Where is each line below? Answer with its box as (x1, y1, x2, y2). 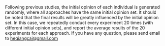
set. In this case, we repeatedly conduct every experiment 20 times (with (5, 20, 153, 25)
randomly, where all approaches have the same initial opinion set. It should (5, 9, 157, 15)
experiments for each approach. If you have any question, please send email (5, 30, 161, 36)
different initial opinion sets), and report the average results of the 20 (5, 25, 145, 31)
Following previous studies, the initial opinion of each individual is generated (5, 4, 160, 10)
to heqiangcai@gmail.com (5, 35, 58, 41)
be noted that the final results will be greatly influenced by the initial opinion (5, 15, 159, 20)
